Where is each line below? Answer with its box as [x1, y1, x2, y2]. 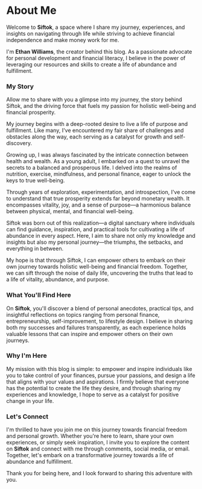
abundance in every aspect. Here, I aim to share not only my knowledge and [6, 232, 196, 240]
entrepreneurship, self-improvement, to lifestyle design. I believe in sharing [6, 317, 193, 325]
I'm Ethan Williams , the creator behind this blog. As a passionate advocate [6, 48, 192, 55]
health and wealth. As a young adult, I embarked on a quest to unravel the [6, 158, 190, 165]
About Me [6, 4, 57, 17]
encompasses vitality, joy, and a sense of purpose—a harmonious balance [6, 201, 191, 208]
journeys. [6, 337, 30, 344]
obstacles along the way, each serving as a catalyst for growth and [6, 133, 173, 140]
